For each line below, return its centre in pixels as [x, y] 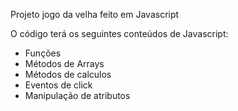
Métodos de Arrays [64, 63]
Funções [43, 53]
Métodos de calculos [68, 74]
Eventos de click [58, 85]
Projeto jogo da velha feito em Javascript [95, 14]
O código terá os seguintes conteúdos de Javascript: [119, 33]
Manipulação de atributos [77, 95]
